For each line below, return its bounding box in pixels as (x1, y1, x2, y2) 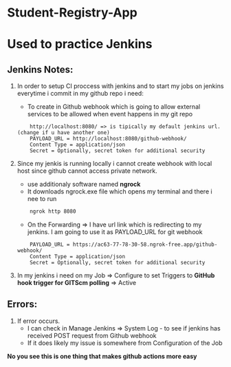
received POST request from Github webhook (27, 331, 157, 339)
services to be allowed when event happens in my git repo (27, 110, 193, 118)
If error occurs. (16, 317, 60, 325)
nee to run (27, 195, 57, 203)
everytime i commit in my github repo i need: (16, 90, 144, 98)
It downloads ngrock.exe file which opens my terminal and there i (27, 187, 212, 196)
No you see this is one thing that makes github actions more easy (7, 352, 197, 360)
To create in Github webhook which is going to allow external (27, 103, 201, 111)
